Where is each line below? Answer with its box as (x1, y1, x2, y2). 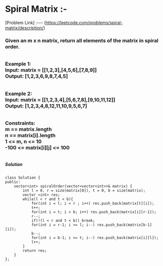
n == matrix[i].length (5, 132, 56, 138)
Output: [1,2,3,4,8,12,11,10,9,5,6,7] (5, 102, 87, 109)
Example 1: (5, 60, 31, 67)
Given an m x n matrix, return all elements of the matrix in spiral (5, 37, 159, 44)
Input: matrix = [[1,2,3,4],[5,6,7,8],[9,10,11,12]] (5, 96, 116, 103)
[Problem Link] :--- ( (5, 20, 46, 26)
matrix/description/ (5, 25, 44, 30)
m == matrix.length (5, 126, 52, 133)
